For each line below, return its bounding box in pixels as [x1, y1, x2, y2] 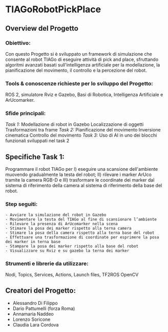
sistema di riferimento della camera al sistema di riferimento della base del [5, 183, 162, 189]
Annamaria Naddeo [12, 311, 54, 317]
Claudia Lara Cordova [12, 321, 59, 328]
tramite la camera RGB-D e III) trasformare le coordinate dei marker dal [5, 177, 155, 183]
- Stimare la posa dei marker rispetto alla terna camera [5, 226, 132, 231]
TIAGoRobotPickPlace [5, 4, 101, 15]
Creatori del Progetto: [5, 286, 76, 295]
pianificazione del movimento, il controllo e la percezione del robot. [5, 67, 147, 73]
